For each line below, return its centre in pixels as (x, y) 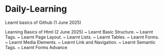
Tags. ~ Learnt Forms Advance (36, 47)
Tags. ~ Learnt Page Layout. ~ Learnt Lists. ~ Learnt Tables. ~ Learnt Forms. (82, 37)
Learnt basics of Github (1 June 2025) (43, 22)
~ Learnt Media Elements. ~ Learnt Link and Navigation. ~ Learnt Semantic (80, 42)
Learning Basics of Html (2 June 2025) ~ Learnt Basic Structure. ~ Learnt (79, 32)
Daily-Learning (36, 9)
